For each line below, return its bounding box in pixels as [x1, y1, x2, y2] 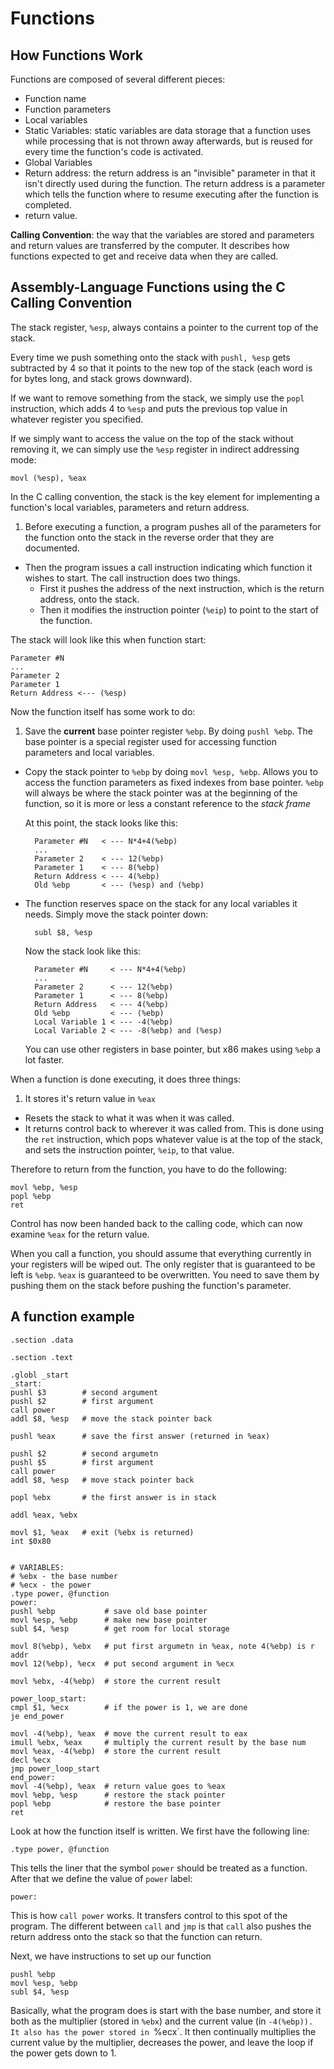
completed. [24, 199, 72, 211]
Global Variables [24, 157, 93, 168]
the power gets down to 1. [10, 2047, 117, 2059]
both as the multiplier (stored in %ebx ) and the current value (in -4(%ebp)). [10, 2015, 314, 2027]
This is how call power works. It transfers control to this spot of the [10, 1909, 288, 1921]
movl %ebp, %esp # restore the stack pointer [10, 1790, 226, 1800]
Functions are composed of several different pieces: [10, 73, 226, 85]
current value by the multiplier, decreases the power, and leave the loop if [10, 2036, 314, 2048]
